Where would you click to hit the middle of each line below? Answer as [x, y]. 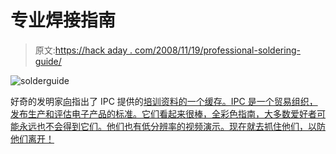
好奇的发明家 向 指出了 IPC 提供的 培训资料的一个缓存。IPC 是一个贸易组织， [164, 101]
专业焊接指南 [63, 20]
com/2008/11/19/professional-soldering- [217, 50]
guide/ [48, 61]
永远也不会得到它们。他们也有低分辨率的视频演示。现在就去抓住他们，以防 [172, 126]
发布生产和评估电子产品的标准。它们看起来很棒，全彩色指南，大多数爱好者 [163, 113]
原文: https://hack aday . [83, 50]
